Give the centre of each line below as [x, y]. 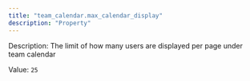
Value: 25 [23, 69]
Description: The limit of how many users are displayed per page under [125, 45]
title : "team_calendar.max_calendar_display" [85, 15]
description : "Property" [50, 23]
